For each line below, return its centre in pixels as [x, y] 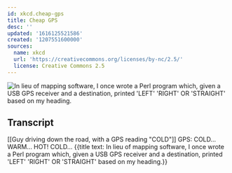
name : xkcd [29, 53]
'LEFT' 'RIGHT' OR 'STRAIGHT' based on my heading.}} [88, 162]
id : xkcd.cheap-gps [36, 14]
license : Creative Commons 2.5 [59, 66]
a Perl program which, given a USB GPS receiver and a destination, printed [115, 154]
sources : [20, 46]
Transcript [30, 123]
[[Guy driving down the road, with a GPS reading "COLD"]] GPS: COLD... [112, 139]
